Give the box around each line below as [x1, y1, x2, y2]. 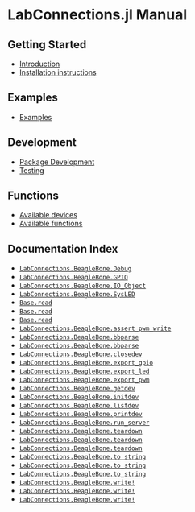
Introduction [19, 59, 60, 68]
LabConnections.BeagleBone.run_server [19, 419, 150, 427]
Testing [19, 165, 45, 175]
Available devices [19, 210, 78, 220]
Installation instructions [19, 68, 97, 77]
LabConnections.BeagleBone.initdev [19, 393, 139, 402]
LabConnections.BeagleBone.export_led [19, 368, 150, 376]
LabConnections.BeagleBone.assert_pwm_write [19, 324, 172, 333]
